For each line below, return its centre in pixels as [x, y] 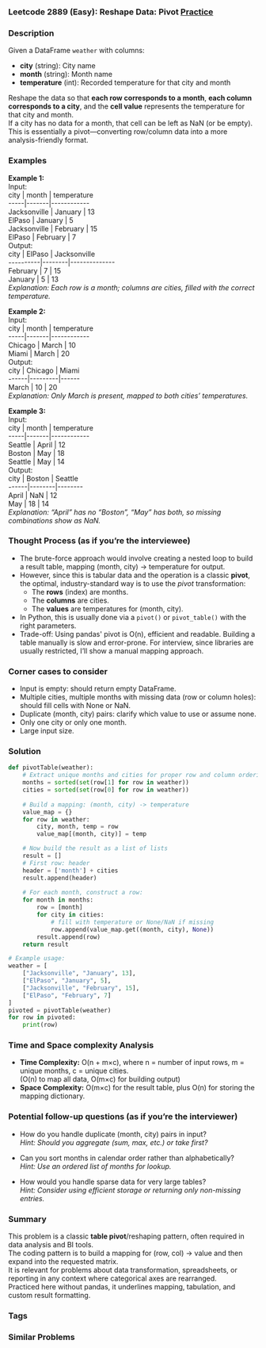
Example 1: [27, 178]
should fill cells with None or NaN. [75, 706]
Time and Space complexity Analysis [81, 1045]
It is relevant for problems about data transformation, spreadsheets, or [123, 1270]
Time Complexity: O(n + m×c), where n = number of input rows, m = [132, 1063]
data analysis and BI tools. [51, 1245]
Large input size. [47, 731]
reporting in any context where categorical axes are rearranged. [113, 1278]
